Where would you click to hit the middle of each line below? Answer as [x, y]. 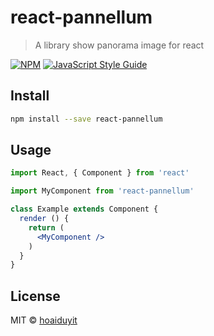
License [35, 296]
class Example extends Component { [84, 209]
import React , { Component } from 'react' [100, 173]
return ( [46, 227]
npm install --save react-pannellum [86, 119]
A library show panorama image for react [119, 45]
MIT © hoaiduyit [44, 320]
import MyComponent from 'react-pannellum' [102, 191]
